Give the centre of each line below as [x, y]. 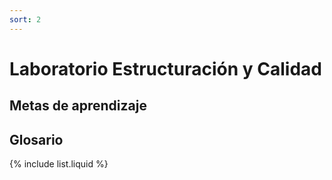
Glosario [36, 139]
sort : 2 [25, 19]
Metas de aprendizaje [78, 106]
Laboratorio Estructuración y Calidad [165, 68]
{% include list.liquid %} [59, 164]
